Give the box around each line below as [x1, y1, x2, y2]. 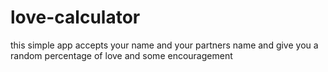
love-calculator [10, 6, 141, 29]
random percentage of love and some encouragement [10, 49, 233, 61]
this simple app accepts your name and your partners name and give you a [10, 39, 319, 51]
